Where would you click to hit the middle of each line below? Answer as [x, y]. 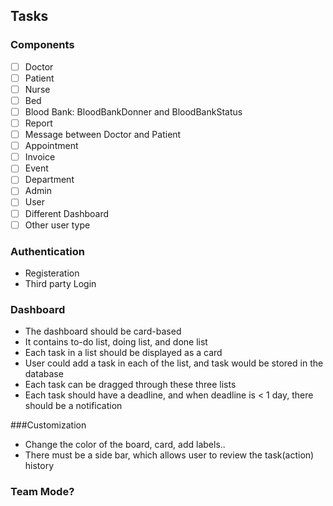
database [44, 374]
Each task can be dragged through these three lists [130, 385]
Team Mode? [42, 492]
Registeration [52, 273]
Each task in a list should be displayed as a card [123, 353]
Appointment [51, 146]
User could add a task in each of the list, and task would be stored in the [174, 363]
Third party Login [60, 283]
